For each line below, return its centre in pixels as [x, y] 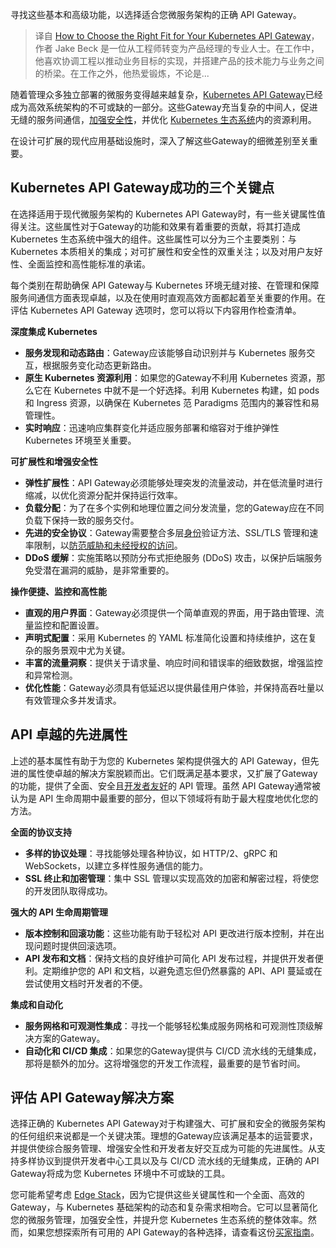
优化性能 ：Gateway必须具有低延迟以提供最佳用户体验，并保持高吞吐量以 [174, 687]
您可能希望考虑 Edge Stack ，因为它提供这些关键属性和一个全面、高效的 [157, 1195]
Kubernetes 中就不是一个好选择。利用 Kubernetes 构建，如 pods [186, 390]
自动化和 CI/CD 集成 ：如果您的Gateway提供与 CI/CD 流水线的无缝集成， [173, 1050]
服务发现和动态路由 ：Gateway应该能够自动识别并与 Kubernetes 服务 [165, 352]
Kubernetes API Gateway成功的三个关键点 [142, 188]
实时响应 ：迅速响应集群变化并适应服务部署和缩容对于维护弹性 [152, 427]
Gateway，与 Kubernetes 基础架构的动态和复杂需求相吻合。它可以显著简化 [164, 1207]
